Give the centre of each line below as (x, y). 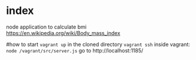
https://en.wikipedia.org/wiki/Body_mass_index (63, 33)
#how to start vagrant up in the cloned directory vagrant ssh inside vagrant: (98, 44)
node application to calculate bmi (46, 27)
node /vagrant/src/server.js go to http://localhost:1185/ (75, 50)
